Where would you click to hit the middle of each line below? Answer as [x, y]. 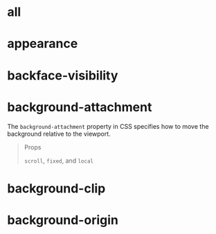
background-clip [56, 188]
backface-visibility [63, 75]
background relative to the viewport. [59, 134]
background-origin [63, 220]
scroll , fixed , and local [58, 161]
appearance [43, 44]
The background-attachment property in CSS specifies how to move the [108, 126]
